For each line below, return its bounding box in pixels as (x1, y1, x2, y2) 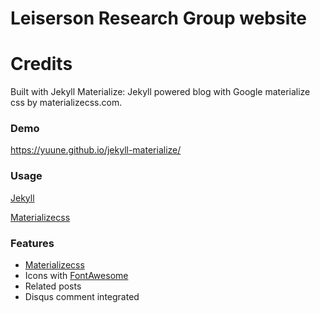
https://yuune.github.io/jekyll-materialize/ (10, 144, 182, 156)
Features (10, 236, 55, 250)
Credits (10, 53, 73, 76)
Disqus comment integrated (24, 291, 140, 303)
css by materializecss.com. (10, 97, 123, 109)
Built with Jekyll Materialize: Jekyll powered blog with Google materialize (10, 86, 311, 98)
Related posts (24, 280, 82, 292)
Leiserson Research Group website (10, 7, 307, 30)
